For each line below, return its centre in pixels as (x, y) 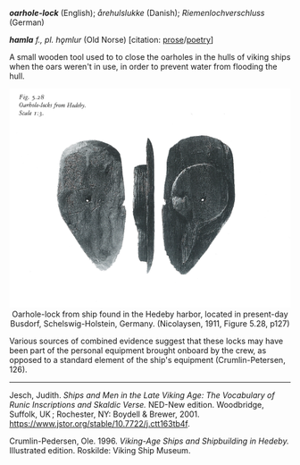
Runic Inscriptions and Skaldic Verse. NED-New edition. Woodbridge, (137, 404)
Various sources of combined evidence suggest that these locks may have (146, 341)
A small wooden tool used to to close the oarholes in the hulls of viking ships (150, 57)
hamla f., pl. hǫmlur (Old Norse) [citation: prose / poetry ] (112, 40)
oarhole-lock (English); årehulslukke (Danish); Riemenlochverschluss (137, 13)
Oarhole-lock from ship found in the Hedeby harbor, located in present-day (150, 314)
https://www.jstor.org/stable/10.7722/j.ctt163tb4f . (100, 423)
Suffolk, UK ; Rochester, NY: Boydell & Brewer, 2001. (104, 414)
